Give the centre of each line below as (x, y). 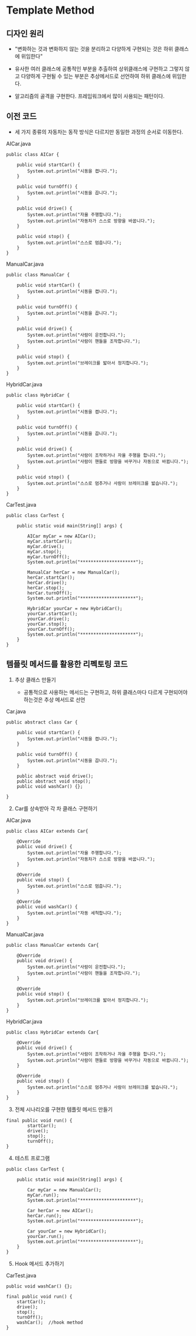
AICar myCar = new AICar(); (62, 536)
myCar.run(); (43, 1195)
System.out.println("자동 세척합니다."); (75, 913)
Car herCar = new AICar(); (61, 1210)
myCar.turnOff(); (48, 557)
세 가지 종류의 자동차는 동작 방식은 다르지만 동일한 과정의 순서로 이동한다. (99, 132)
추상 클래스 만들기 (35, 679)
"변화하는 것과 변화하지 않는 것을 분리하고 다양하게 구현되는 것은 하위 (94, 49)
